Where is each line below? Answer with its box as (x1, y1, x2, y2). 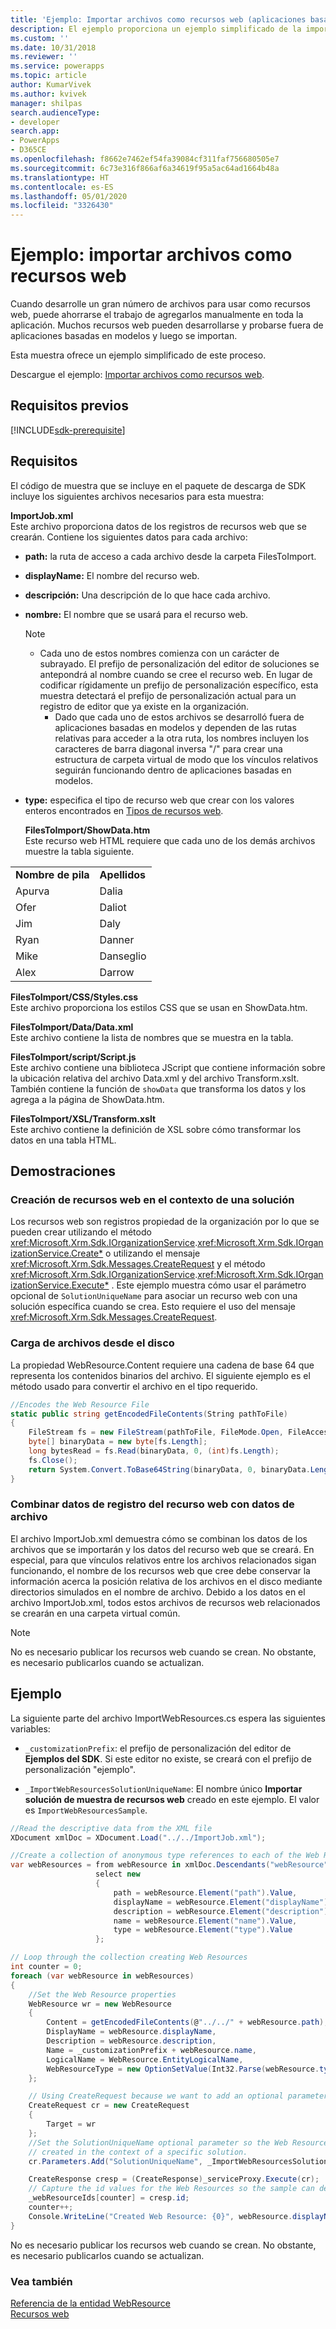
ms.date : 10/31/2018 (10, 42, 97, 53)
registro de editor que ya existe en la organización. (39, 700, 250, 712)
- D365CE (10, 145, 47, 155)
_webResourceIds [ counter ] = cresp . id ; (28, 2193, 190, 2203)
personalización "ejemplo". (24, 1763, 136, 1775)
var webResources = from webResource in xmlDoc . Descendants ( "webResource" (10, 1860, 329, 1870)
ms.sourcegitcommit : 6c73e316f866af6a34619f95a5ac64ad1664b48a (10, 163, 280, 173)
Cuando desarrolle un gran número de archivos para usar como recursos (10, 298, 311, 310)
